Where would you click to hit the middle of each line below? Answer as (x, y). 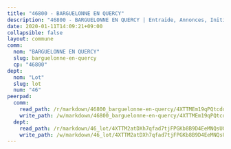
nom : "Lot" (29, 77)
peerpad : (20, 97)
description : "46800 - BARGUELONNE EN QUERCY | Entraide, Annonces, (107, 20)
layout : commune (30, 39)
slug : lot (27, 84)
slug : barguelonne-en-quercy (55, 58)
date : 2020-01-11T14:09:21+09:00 (55, 26)
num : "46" (27, 90)
